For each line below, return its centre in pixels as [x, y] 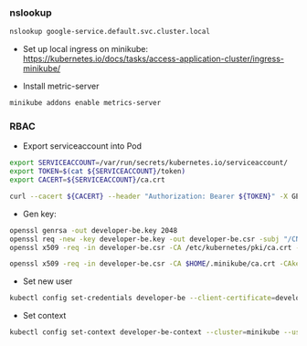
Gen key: [39, 214]
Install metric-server [61, 86]
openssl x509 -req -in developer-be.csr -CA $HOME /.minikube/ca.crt [143, 264]
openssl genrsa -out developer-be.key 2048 [94, 230]
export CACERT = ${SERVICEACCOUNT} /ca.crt [88, 180]
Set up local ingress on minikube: [85, 49]
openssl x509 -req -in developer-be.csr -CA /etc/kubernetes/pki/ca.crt [151, 247]
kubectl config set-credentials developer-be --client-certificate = [143, 299]
